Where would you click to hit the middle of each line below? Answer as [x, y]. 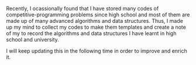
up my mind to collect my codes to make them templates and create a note [96, 27]
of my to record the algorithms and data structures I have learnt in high [91, 33]
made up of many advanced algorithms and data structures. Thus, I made [94, 21]
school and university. [33, 40]
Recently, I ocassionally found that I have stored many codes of [82, 8]
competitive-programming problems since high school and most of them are [98, 15]
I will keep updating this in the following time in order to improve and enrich [97, 51]
